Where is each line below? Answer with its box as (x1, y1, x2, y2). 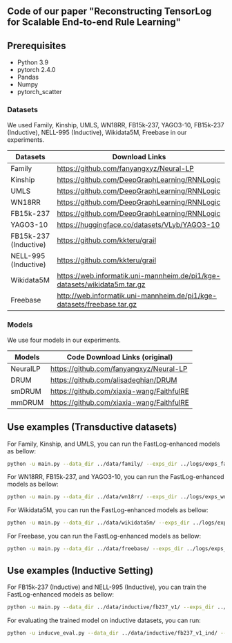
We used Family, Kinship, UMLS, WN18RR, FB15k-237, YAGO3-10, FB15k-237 (7, 120, 224, 129)
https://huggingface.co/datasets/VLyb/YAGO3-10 (57, 219, 220, 229)
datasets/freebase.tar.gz (57, 299, 137, 309)
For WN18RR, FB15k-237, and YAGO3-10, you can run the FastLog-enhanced (7, 473, 224, 481)
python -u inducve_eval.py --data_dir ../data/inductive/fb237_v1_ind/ (7, 629, 217, 636)
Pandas (17, 73, 39, 82)
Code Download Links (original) (66, 352, 173, 362)
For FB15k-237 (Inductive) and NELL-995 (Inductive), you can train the (7, 583, 207, 591)
